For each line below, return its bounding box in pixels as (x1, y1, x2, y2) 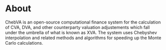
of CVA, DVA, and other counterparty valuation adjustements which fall (5, 24, 150, 30)
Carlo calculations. (5, 40, 44, 46)
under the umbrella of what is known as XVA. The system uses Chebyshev (5, 29, 157, 35)
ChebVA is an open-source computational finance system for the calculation (5, 19, 161, 25)
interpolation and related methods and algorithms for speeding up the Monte (5, 35, 162, 41)
